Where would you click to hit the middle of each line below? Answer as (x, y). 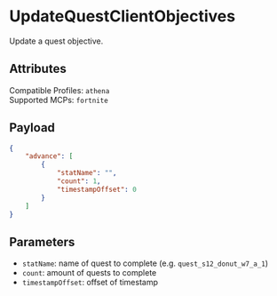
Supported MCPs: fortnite (59, 100)
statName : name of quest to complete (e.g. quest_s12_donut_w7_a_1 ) (145, 263)
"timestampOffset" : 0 (97, 189)
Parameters (42, 242)
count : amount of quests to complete (89, 273)
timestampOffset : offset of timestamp (90, 283)
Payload (32, 128)
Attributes (38, 69)
